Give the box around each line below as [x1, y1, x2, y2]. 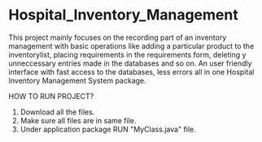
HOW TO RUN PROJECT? [8, 91, 94, 101]
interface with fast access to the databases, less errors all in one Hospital [8, 67, 255, 76]
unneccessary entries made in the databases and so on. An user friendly [8, 58, 252, 68]
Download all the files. [20, 107, 95, 117]
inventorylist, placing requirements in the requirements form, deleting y [8, 49, 247, 59]
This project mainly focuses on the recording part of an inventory [8, 32, 227, 42]
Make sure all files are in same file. [20, 115, 137, 125]
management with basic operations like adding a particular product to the [8, 41, 255, 50]
